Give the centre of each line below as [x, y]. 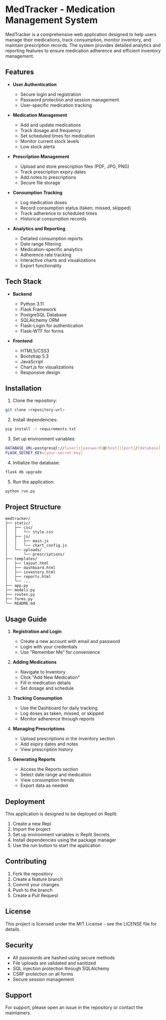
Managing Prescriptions [39, 729]
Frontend [23, 341]
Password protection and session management [70, 99]
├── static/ [18, 523]
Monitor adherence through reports [57, 719]
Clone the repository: [35, 401]
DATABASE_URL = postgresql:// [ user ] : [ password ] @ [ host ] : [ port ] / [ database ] [83, 448]
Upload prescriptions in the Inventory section [68, 739]
